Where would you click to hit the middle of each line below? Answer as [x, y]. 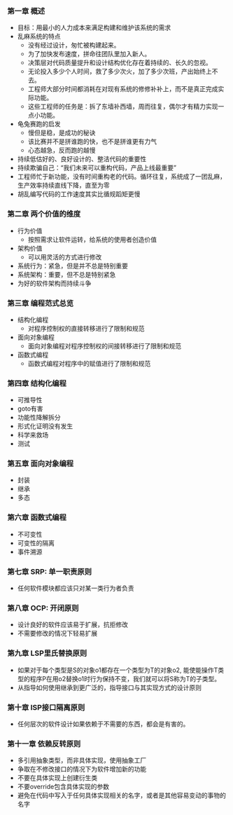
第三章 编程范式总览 [41, 303]
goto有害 [30, 409]
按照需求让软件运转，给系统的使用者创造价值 [92, 239]
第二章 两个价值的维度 [44, 214]
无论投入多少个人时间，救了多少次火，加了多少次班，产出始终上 [120, 71]
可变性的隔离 [36, 543]
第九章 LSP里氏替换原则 [47, 653]
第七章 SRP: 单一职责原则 [50, 571]
